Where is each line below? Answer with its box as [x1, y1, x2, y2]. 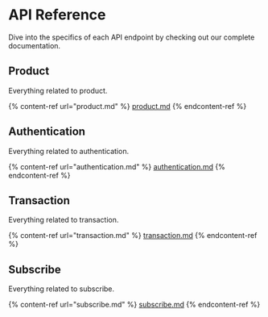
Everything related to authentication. [8, 146, 130, 156]
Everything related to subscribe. [8, 284, 115, 294]
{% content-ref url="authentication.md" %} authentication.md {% [8, 161, 225, 171]
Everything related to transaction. [8, 215, 119, 225]
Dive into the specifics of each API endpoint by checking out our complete [8, 32, 255, 42]
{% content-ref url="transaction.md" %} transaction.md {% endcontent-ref [8, 231, 258, 240]
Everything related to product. [8, 86, 108, 95]
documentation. [8, 40, 61, 50]
